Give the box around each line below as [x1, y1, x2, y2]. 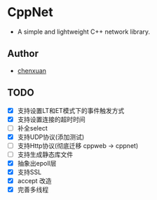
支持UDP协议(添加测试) [17, 133, 85, 141]
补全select [17, 124, 48, 132]
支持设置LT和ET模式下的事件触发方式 [17, 106, 125, 114]
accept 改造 [17, 177, 52, 185]
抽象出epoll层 [17, 159, 57, 167]
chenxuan [17, 66, 47, 74]
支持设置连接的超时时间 [17, 115, 86, 124]
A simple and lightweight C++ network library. [17, 27, 151, 36]
